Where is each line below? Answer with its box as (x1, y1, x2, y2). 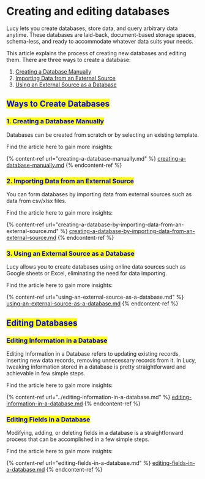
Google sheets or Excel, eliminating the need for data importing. (6, 270, 167, 277)
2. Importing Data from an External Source (6, 177, 135, 185)
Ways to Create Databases (6, 99, 110, 109)
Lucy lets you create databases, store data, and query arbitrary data (6, 25, 178, 32)
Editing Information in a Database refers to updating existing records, (6, 350, 181, 357)
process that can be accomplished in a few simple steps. (6, 435, 150, 443)
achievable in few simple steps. (6, 369, 86, 377)
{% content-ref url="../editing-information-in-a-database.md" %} (6, 393, 171, 400)
